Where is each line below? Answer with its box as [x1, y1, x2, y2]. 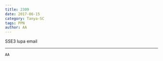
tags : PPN [5, 20, 25, 26]
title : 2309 [5, 7, 29, 12]
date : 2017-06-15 [5, 12, 40, 16]
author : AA [5, 25, 27, 30]
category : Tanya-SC [5, 16, 45, 21]
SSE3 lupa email [5, 38, 38, 44]
